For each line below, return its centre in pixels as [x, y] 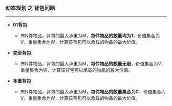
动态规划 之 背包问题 [30, 8]
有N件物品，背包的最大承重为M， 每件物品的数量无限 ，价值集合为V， [93, 64]
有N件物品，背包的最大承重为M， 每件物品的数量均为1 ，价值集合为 [90, 36]
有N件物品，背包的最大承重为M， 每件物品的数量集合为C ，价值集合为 [93, 92]
